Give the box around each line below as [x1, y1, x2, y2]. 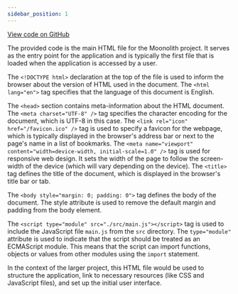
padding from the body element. [7, 205, 102, 214]
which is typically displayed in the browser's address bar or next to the [7, 131, 215, 140]
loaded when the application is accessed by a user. [7, 58, 158, 67]
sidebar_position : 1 [7, 10, 69, 18]
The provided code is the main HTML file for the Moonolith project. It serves [7, 43, 229, 52]
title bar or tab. [7, 177, 51, 185]
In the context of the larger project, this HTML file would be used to [7, 263, 205, 272]
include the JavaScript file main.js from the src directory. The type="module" [7, 227, 232, 235]
